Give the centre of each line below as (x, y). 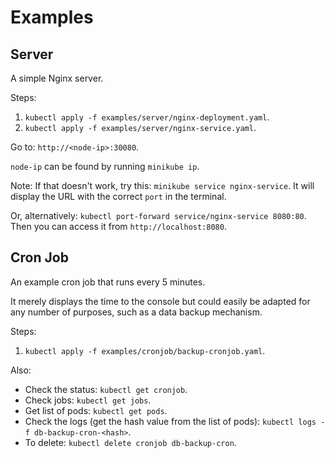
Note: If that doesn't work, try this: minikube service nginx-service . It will (162, 185)
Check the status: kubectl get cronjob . (106, 389)
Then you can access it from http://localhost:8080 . (118, 226)
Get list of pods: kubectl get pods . (96, 410)
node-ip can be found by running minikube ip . (105, 166)
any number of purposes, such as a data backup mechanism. (136, 312)
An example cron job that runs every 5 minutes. (108, 282)
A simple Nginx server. (57, 78)
